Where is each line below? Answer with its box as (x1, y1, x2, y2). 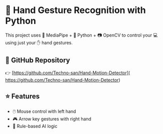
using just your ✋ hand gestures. (5, 40, 73, 46)
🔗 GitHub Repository (5, 56, 70, 65)
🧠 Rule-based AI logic (12, 123, 58, 129)
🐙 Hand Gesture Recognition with (5, 5, 146, 16)
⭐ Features (5, 92, 40, 101)
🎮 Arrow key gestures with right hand (12, 115, 92, 122)
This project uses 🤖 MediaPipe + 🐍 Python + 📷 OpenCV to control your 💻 (5, 32, 158, 38)
